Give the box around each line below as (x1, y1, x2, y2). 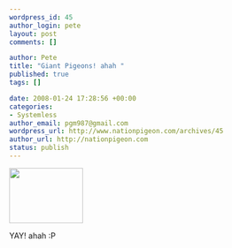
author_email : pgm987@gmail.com (9, 118, 128, 128)
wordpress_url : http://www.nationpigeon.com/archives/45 (9, 127, 224, 136)
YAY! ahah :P (9, 230, 56, 241)
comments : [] (9, 37, 58, 47)
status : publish (9, 143, 69, 153)
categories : (9, 102, 53, 111)
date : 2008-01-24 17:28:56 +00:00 (9, 94, 137, 102)
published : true (9, 70, 69, 79)
